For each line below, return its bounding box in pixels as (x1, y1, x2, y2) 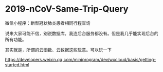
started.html (5, 62, 30, 68)
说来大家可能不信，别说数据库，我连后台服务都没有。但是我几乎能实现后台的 (5, 30, 159, 36)
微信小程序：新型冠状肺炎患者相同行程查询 (5, 20, 91, 26)
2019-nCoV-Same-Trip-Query (5, 3, 129, 15)
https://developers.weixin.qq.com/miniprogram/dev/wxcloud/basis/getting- (5, 56, 156, 62)
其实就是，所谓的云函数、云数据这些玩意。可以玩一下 (5, 47, 112, 53)
